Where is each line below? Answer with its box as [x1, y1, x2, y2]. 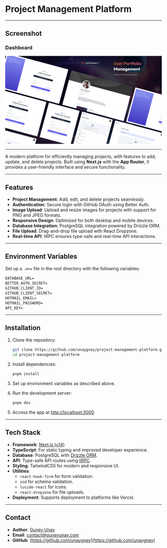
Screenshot [5, 29, 42, 38]
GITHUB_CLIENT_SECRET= [5, 291, 52, 296]
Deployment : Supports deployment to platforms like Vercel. [12, 494, 135, 500]
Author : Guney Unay [12, 527, 56, 533]
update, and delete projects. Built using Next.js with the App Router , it [5, 159, 150, 165]
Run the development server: [12, 390, 72, 396]
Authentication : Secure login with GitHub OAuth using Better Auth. [12, 201, 150, 207]
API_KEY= [5, 306, 23, 311]
